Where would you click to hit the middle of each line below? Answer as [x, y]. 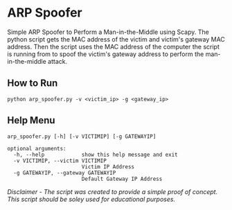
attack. [57, 61]
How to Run [33, 84]
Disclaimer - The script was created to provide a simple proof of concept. [113, 191]
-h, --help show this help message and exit [96, 155]
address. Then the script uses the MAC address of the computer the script [113, 46]
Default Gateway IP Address [122, 179]
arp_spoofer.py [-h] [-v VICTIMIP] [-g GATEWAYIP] [82, 137]
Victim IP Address [108, 167]
